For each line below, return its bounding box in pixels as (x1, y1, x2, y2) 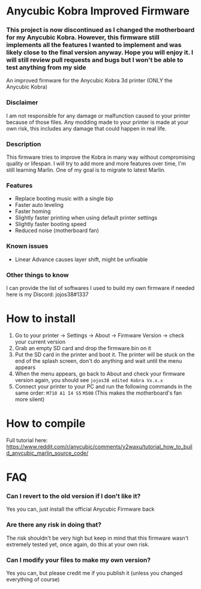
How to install (6, 312, 76, 325)
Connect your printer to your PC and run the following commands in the (14, 383, 192, 390)
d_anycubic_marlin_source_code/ (6, 449, 89, 457)
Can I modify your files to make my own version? (6, 555, 151, 564)
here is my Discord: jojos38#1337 (6, 291, 89, 298)
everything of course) (6, 576, 60, 583)
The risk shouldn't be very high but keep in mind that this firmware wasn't (6, 534, 189, 541)
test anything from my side (6, 63, 86, 72)
